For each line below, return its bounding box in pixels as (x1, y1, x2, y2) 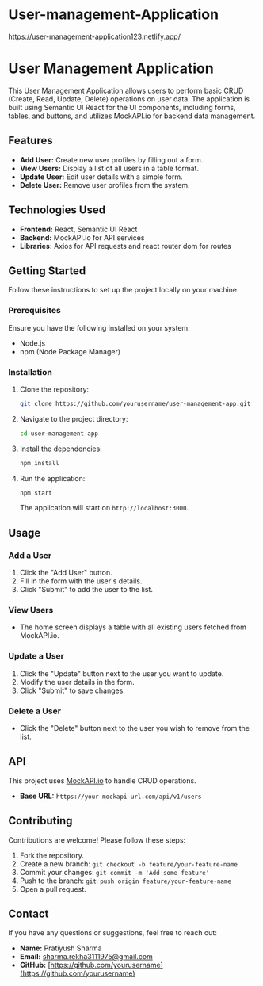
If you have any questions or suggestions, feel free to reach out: (8, 928, 218, 938)
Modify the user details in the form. (19, 677, 135, 686)
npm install (19, 459, 59, 467)
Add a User (8, 549, 52, 560)
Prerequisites (8, 305, 61, 316)
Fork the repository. (19, 850, 85, 860)
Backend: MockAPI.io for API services (19, 232, 145, 243)
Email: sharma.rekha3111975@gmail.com (19, 952, 153, 961)
